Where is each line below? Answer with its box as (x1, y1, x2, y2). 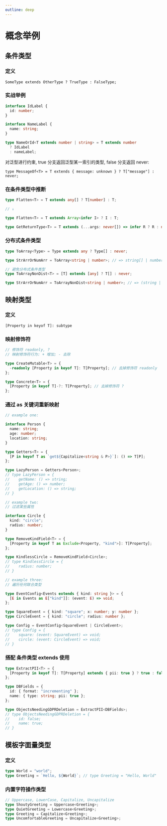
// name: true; (5, 721, 43, 726)
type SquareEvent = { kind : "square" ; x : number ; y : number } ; (5, 609, 139, 615)
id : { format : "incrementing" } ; (9, 689, 79, 694)
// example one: (5, 413, 39, 418)
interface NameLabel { (5, 122, 52, 127)
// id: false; (5, 716, 41, 721)
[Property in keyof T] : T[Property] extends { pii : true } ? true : (9, 670, 155, 675)
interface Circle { (5, 513, 46, 518)
